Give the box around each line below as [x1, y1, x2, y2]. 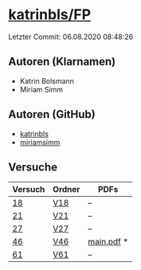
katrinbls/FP [8, 6, 92, 24]
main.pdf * [87, 237, 129, 248]
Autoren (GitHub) [8, 108, 96, 121]
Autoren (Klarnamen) [8, 55, 116, 68]
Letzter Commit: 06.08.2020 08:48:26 [8, 32, 134, 41]
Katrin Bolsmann [19, 76, 74, 85]
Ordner [53, 184, 80, 195]
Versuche [8, 160, 58, 174]
